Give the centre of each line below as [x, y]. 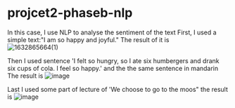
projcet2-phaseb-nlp [70, 13]
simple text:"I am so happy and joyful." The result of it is [88, 39]
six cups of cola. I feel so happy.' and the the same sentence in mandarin [113, 68]
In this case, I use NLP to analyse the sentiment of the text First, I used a [112, 32]
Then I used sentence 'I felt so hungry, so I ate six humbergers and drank [113, 60]
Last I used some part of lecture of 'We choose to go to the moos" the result [118, 89]
